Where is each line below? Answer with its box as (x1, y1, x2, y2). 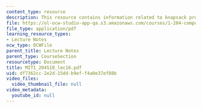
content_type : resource (6, 8, 66, 15)
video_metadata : (6, 87, 47, 93)
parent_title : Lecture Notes (6, 48, 79, 54)
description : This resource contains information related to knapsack (6, 14, 187, 20)
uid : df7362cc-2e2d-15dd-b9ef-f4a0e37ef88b (6, 70, 117, 76)
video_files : (6, 76, 39, 82)
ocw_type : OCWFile (6, 43, 52, 49)
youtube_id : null (11, 92, 55, 98)
